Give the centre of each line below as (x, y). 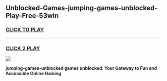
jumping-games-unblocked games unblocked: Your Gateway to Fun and (82, 68)
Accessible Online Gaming (33, 73)
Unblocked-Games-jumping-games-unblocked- (82, 8)
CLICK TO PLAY (25, 30)
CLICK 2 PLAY (23, 48)
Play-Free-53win (32, 16)
